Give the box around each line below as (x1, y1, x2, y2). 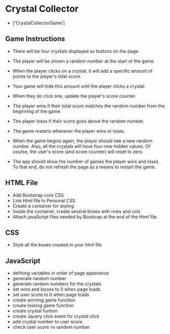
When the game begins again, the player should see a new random (12, 138, 153, 144)
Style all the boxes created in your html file (12, 242, 103, 248)
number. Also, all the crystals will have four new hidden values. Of (12, 143, 151, 149)
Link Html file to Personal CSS (12, 197, 76, 203)
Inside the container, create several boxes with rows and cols (12, 208, 141, 214)
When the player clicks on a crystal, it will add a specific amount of (12, 68, 153, 74)
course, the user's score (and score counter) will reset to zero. (12, 148, 144, 155)
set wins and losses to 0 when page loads (12, 286, 100, 292)
